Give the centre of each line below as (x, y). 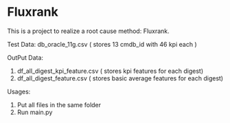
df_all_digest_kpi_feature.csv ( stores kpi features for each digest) (110, 71)
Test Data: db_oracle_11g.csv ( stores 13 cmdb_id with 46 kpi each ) (102, 44)
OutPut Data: (25, 57)
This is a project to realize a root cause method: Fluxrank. (88, 31)
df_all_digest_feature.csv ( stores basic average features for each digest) (120, 78)
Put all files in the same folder (59, 104)
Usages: (19, 91)
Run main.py (35, 112)
